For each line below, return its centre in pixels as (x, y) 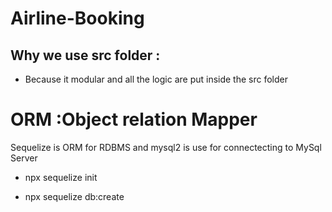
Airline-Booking (77, 18)
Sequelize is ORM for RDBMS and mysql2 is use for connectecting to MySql (166, 147)
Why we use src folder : (85, 55)
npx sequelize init (61, 177)
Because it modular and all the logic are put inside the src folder (156, 79)
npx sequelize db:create (74, 196)
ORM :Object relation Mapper (134, 119)
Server (24, 158)
